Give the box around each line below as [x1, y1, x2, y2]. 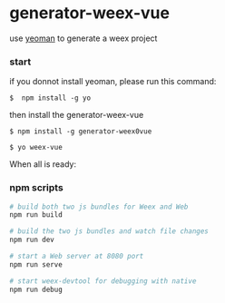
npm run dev [9, 235, 54, 245]
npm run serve [9, 259, 64, 269]
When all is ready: [9, 159, 77, 170]
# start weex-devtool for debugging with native [9, 276, 197, 286]
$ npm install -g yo [9, 93, 92, 103]
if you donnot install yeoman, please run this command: [9, 76, 217, 87]
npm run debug [9, 285, 64, 294]
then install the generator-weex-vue [9, 110, 144, 121]
